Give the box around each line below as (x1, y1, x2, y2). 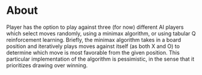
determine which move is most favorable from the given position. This (6, 49, 180, 56)
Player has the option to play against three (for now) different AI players (6, 23, 184, 31)
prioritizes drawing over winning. (6, 61, 88, 69)
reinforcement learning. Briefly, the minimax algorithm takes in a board (6, 36, 181, 43)
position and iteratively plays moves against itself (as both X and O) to (6, 43, 180, 50)
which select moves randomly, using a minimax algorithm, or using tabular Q (6, 29, 196, 37)
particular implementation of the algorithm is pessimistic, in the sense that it (6, 55, 195, 62)
